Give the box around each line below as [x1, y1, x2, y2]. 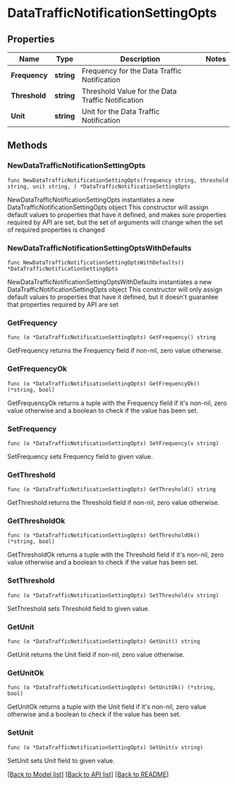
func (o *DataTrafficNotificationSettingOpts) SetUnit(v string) [7, 744, 203, 751]
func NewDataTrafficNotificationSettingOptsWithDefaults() [7, 259, 185, 266]
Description [120, 54, 161, 64]
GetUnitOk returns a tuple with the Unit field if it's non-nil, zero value [7, 702, 207, 711]
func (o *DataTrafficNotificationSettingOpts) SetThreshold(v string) [7, 592, 219, 599]
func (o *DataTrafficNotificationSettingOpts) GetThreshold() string [7, 486, 217, 493]
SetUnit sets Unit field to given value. [7, 756, 115, 764]
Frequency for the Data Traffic [81, 66, 182, 76]
